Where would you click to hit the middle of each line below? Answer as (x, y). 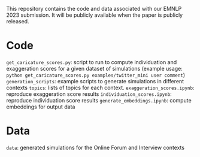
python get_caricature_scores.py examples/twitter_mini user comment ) (96, 75)
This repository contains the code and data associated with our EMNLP (94, 9)
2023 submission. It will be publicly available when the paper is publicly (95, 15)
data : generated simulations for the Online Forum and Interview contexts (95, 147)
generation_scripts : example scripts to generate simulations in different (95, 81)
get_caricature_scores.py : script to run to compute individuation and (92, 62)
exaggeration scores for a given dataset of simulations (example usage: (94, 68)
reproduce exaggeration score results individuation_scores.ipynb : (89, 94)
